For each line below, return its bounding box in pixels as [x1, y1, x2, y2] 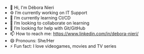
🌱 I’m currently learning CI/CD [9, 15, 71, 20]
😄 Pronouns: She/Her [9, 38, 55, 43]
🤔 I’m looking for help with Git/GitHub [9, 25, 85, 31]
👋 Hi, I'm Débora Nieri [9, 5, 54, 10]
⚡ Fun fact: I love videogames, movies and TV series [9, 43, 117, 49]
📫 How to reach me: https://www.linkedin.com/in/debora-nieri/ [9, 31, 139, 36]
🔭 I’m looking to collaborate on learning [9, 20, 90, 26]
